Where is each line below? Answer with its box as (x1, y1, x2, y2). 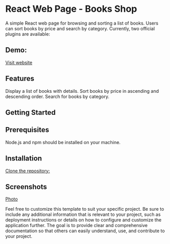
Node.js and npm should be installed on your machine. (5, 139, 121, 145)
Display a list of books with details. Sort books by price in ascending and (5, 88, 159, 94)
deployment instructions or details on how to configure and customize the (5, 217, 162, 223)
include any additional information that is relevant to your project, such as (5, 211, 161, 218)
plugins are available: (5, 31, 50, 37)
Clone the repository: (5, 168, 50, 174)
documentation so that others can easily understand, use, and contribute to (5, 228, 165, 234)
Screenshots (5, 182, 47, 191)
